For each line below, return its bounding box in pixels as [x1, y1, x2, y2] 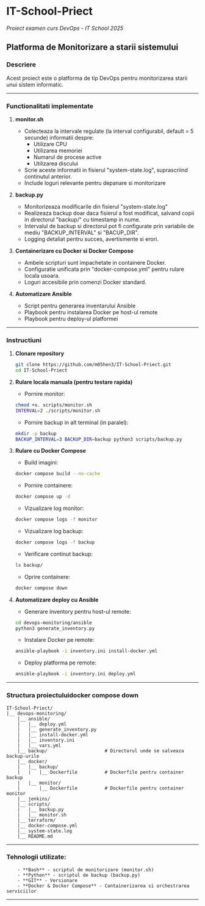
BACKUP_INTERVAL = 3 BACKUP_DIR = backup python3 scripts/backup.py [15, 436, 182, 442]
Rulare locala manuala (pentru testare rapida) [15, 378, 133, 386]
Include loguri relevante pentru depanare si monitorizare [24, 179, 166, 187]
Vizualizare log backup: [24, 528, 84, 535]
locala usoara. [24, 271, 60, 279]
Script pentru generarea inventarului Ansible [24, 302, 136, 309]
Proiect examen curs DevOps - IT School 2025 [6, 24, 124, 32]
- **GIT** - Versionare [17, 877, 78, 883]
